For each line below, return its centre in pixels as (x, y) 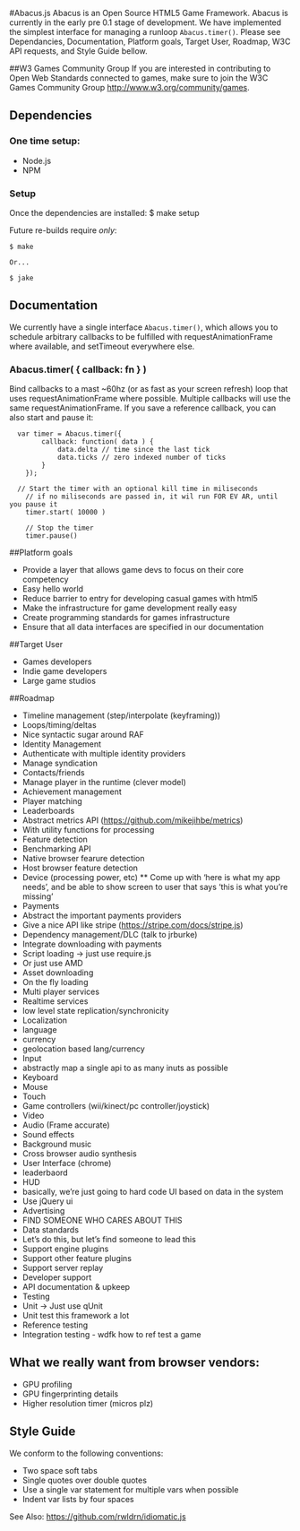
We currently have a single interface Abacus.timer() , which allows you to (144, 327)
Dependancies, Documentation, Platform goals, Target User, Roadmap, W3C (150, 41)
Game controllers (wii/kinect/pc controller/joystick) (116, 1106)
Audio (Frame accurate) (66, 1125)
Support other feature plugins (77, 1259)
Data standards (50, 1230)
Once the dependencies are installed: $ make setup (104, 212)
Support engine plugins (65, 1249)
